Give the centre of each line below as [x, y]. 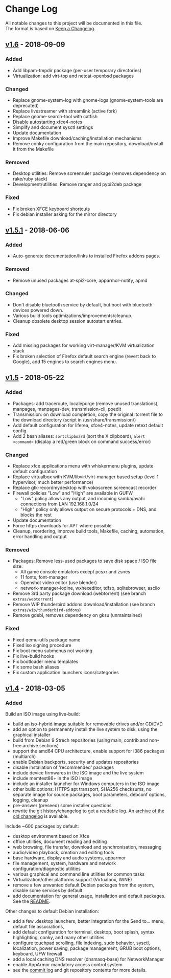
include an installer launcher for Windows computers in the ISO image [86, 784]
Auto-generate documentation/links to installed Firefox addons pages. [86, 256]
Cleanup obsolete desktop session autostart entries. [68, 321]
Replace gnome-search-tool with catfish [55, 116]
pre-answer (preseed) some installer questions [62, 806]
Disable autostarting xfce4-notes [47, 122]
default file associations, [39, 927]
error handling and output [40, 537]
